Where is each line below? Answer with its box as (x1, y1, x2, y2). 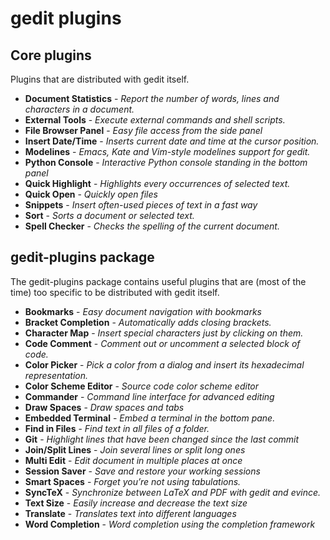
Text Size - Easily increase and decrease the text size (24, 497, 248, 509)
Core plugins (10, 47, 92, 64)
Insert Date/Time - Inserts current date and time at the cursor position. (24, 135, 320, 147)
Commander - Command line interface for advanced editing (24, 390, 275, 402)
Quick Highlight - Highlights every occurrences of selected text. (24, 178, 291, 189)
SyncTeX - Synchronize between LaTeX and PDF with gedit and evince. (24, 486, 322, 498)
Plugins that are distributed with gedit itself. (10, 73, 190, 85)
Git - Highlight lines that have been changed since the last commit (24, 433, 300, 445)
